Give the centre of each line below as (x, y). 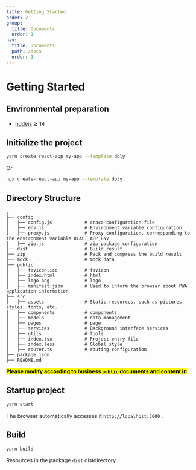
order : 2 (17, 18)
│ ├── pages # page (54, 323)
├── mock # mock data (60, 259)
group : (14, 23)
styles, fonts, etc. (32, 307)
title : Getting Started (36, 12)
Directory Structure (44, 198)
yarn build (20, 449)
